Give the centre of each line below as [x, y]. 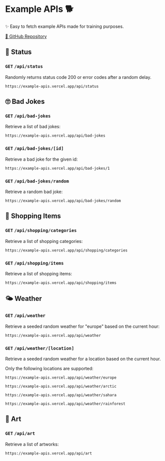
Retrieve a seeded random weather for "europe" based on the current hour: [82, 326]
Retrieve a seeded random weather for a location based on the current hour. [83, 359]
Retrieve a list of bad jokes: [33, 127]
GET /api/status [24, 67]
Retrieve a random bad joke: [34, 192]
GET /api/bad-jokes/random [37, 181]
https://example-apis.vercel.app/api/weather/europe [61, 377]
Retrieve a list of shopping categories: [44, 241]
